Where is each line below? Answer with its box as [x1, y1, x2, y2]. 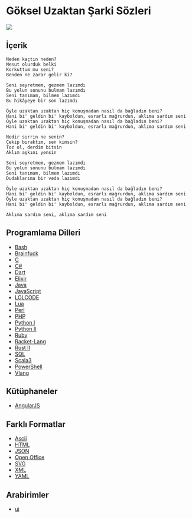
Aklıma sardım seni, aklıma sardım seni [6, 211, 108, 217]
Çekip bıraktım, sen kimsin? [6, 139, 78, 145]
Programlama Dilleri [6, 228, 81, 238]
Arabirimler [6, 490, 49, 500]
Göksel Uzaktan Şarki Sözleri [6, 4, 151, 18]
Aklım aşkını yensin [6, 149, 57, 155]
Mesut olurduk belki [6, 61, 57, 67]
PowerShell [14, 363, 43, 370]
